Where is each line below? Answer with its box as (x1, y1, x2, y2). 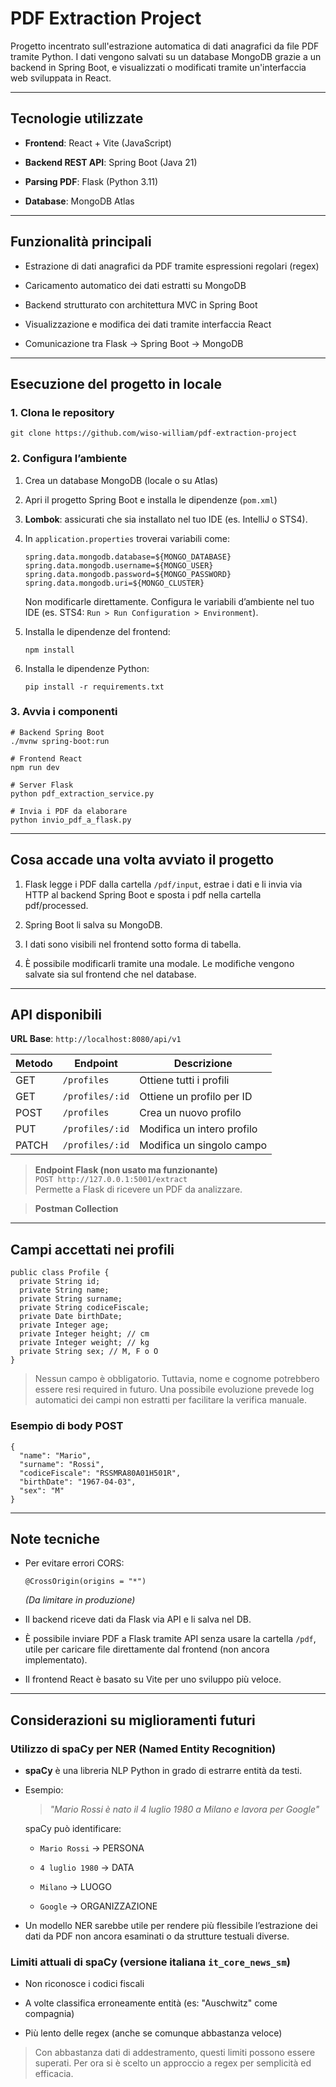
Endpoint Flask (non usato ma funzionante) (34, 1164, 218, 1176)
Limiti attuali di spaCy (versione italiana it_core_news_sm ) (10, 1955, 291, 1969)
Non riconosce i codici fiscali (24, 1978, 145, 1990)
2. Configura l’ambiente (10, 452, 128, 466)
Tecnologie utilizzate (10, 110, 144, 127)
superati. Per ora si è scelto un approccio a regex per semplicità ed (34, 2057, 312, 2069)
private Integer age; (19, 1320, 110, 1331)
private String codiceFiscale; (19, 1303, 150, 1313)
